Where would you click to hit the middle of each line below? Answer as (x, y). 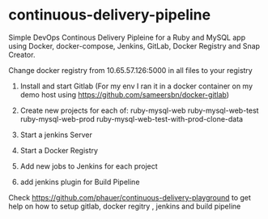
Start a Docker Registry (59, 150)
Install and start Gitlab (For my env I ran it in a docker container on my (136, 86)
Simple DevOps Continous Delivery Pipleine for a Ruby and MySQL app (127, 37)
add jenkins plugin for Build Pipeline (80, 182)
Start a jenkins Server (56, 135)
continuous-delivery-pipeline (110, 15)
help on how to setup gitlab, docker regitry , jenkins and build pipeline (125, 206)
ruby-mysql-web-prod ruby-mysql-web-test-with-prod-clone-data (132, 118)
